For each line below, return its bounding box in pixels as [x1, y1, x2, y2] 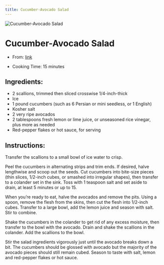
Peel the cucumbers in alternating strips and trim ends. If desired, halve [5, 164, 149, 169]
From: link [12, 54, 33, 60]
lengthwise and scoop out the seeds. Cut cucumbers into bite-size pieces [5, 169, 154, 175]
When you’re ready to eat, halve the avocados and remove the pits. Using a [5, 194, 157, 200]
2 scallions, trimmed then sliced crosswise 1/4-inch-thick [12, 91, 128, 96]
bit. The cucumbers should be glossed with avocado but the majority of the [5, 244, 157, 250]
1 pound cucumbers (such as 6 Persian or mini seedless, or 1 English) [12, 101, 152, 107]
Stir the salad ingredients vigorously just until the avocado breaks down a [5, 239, 153, 245]
